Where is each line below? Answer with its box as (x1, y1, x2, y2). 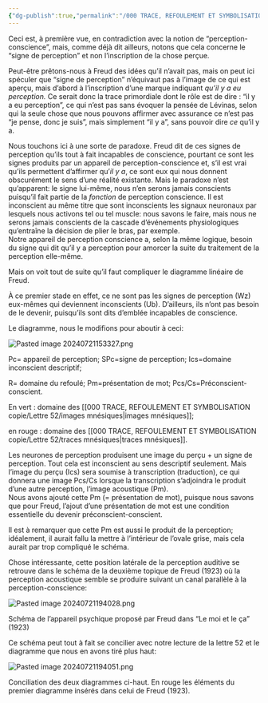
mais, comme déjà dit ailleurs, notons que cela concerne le (52, 42, 246, 52)
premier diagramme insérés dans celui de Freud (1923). (8, 685, 191, 695)
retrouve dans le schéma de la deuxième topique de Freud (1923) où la (8, 566, 241, 575)
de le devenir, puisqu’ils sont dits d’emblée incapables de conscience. (8, 308, 238, 317)
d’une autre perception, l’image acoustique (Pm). (8, 484, 169, 494)
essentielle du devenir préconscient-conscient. (8, 509, 164, 519)
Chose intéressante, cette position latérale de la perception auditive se (8, 557, 240, 567)
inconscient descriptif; (8, 363, 82, 372)
